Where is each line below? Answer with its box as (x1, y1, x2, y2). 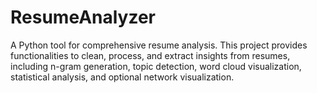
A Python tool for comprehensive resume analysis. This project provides (10, 39, 308, 51)
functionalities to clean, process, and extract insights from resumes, (10, 49, 291, 61)
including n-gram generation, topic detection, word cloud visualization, (10, 60, 302, 72)
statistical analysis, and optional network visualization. (10, 71, 235, 83)
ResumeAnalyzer (10, 6, 157, 29)
